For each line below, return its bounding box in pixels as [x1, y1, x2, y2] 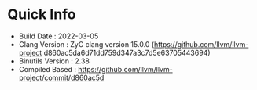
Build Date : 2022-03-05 [18, 31, 99, 41]
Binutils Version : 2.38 [18, 56, 90, 66]
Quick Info [7, 5, 76, 23]
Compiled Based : [18, 64, 76, 74]
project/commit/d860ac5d [18, 73, 105, 82]
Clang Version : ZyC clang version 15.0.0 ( [18, 39, 155, 49]
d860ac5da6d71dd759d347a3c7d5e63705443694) [43, 48, 211, 57]
